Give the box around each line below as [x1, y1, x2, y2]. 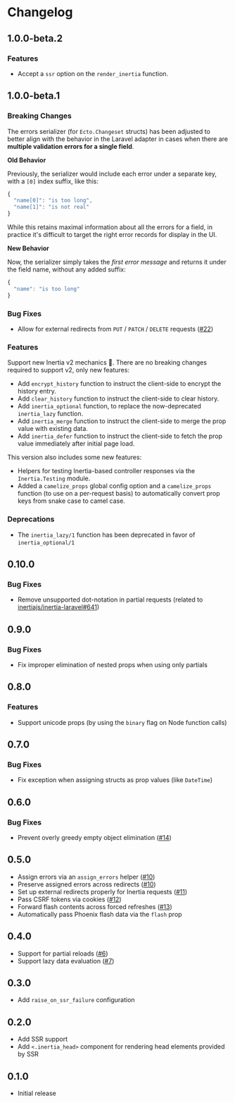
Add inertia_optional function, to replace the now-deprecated [17, 402, 202, 410]
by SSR [17, 1050, 39, 1059]
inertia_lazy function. [17, 410, 84, 418]
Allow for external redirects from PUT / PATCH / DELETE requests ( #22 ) [17, 324, 213, 333]
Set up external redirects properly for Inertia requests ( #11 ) [17, 887, 188, 896]
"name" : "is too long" [13, 285, 80, 293]
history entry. [17, 387, 56, 396]
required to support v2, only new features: [7, 366, 130, 374]
